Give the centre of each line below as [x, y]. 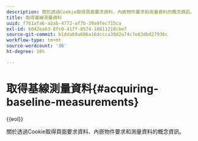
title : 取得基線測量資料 [34, 18]
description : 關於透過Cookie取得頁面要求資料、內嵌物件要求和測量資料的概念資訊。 [101, 12]
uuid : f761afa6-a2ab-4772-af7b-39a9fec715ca [64, 23]
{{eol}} [15, 119]
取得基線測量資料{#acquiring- [82, 88]
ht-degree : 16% [26, 52]
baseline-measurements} [73, 102]
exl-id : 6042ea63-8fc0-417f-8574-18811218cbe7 [67, 29]
